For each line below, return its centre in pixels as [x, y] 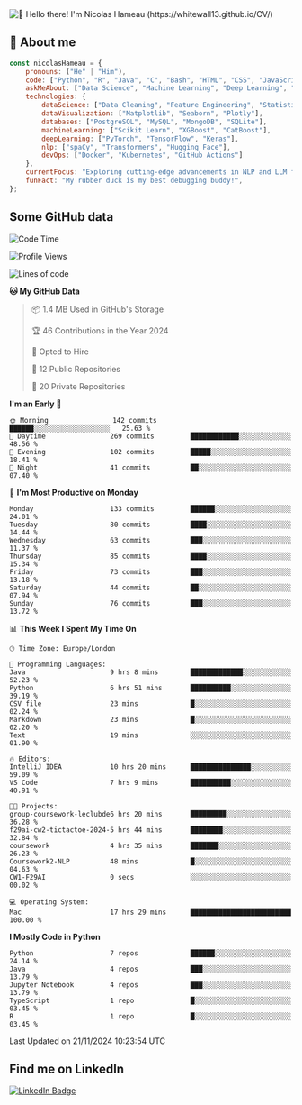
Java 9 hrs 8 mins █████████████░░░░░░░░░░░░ [151, 672]
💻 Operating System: [49, 902]
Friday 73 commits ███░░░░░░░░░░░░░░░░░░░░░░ [151, 571]
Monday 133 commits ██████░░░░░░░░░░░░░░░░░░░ [151, 508]
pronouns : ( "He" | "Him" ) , [76, 71]
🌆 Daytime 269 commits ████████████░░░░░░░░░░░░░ [151, 436]
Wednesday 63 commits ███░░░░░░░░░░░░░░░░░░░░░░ [151, 540]
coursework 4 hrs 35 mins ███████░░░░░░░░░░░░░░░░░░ [151, 845]
